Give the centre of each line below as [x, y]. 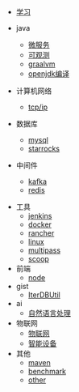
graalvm [42, 64]
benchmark [47, 371]
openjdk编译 [49, 74]
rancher [41, 233]
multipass [44, 250]
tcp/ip [38, 107]
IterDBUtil [44, 295]
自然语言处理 [49, 313]
